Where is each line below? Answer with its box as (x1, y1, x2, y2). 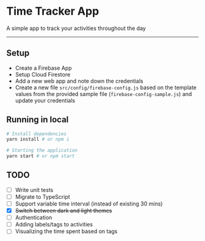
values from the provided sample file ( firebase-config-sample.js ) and (15, 90, 192, 97)
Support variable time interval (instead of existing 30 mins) (15, 200, 163, 207)
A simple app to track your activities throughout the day (6, 24, 146, 32)
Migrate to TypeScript (15, 193, 70, 200)
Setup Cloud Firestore (15, 70, 71, 78)
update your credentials (15, 97, 75, 104)
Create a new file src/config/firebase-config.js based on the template (15, 84, 197, 91)
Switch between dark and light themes (15, 207, 112, 215)
